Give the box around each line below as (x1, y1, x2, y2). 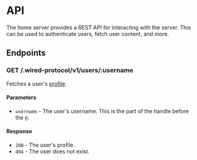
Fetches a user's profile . (6, 80, 67, 87)
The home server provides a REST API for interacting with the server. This (6, 24, 192, 31)
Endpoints (6, 48, 46, 58)
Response (6, 128, 32, 135)
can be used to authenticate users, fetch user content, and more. (6, 30, 169, 37)
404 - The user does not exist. (15, 148, 90, 155)
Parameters (6, 94, 36, 101)
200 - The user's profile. (15, 141, 75, 149)
